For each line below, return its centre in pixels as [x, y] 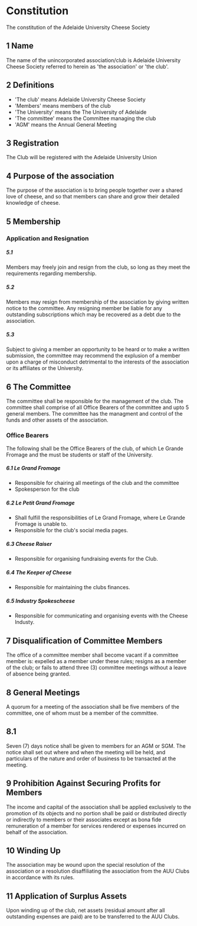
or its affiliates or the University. [45, 368]
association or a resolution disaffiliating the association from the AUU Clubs [98, 871]
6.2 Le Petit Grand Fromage [40, 503]
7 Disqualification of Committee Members [84, 641]
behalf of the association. [37, 832]
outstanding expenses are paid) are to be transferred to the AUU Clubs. [93, 917]
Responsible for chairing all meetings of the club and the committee [97, 483]
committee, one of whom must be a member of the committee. [82, 713]
